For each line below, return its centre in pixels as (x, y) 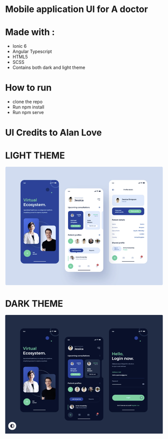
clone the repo (27, 102)
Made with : (30, 32)
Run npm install (28, 107)
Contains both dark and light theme (49, 68)
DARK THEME (34, 304)
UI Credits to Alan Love (53, 133)
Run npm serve (28, 113)
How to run (28, 88)
